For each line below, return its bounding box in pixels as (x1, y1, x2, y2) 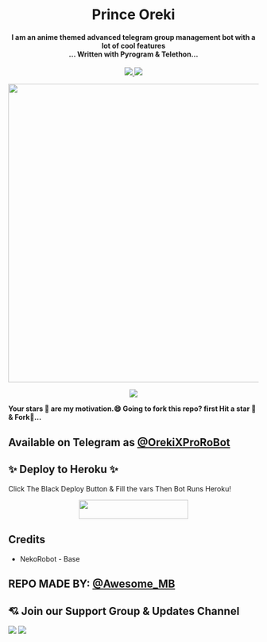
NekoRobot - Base (19, 554, 80, 563)
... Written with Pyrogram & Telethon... (68, 49, 199, 59)
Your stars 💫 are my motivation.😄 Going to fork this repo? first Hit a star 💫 (8, 404, 257, 413)
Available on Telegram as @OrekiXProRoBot (8, 436, 230, 449)
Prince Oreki (91, 6, 176, 24)
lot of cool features (101, 41, 166, 50)
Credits (8, 533, 46, 546)
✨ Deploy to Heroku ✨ (8, 463, 118, 476)
